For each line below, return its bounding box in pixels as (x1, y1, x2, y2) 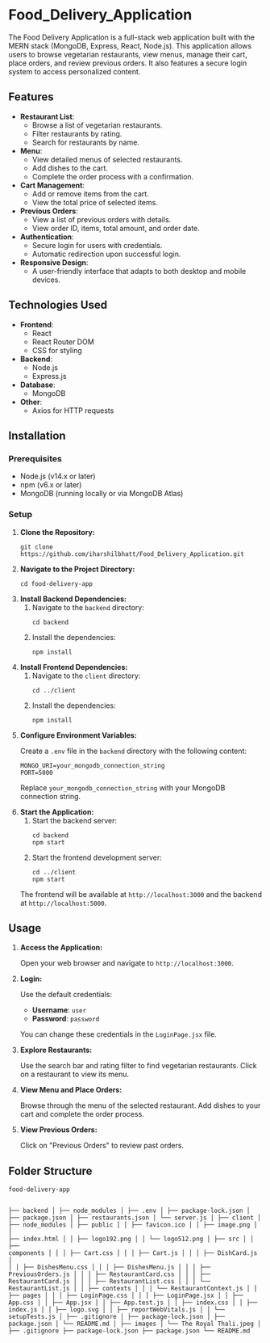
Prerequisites (8, 453, 62, 464)
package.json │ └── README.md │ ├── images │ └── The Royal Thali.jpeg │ (8, 1320, 262, 1328)
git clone (19, 543, 54, 551)
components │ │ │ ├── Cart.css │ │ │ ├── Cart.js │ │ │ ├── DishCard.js (8, 1249, 258, 1257)
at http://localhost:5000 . (19, 898, 107, 907)
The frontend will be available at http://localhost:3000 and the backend (19, 889, 262, 899)
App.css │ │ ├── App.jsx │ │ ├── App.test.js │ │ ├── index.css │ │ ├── (8, 1299, 258, 1307)
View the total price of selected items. (31, 197, 159, 207)
